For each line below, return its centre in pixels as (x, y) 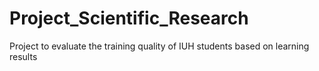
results (23, 56)
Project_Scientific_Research (129, 18)
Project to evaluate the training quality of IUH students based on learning (159, 46)
